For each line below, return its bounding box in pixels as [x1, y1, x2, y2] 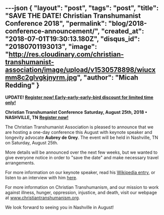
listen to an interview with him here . [5, 174, 78, 180]
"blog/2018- [108, 19, 147, 28]
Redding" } [5, 81, 40, 89]
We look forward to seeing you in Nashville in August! [5, 204, 114, 210]
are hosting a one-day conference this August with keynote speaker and [5, 129, 152, 135]
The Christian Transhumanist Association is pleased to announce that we [5, 124, 154, 130]
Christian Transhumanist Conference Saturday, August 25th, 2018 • [5, 109, 147, 115]
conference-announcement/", [5, 27, 100, 36]
